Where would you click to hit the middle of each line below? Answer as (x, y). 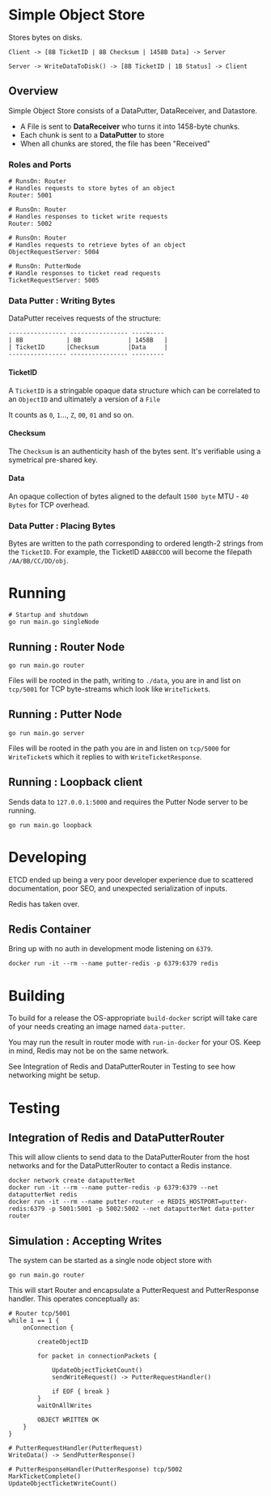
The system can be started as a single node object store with (110, 1260)
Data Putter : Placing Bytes (62, 525)
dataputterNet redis (43, 1195)
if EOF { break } (81, 1392)
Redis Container (50, 929)
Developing (48, 857)
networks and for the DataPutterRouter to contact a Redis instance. (120, 1166)
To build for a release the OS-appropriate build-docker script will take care (133, 1018)
